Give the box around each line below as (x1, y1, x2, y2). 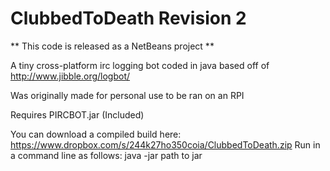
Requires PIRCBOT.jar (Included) (10, 108, 145, 121)
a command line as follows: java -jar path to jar (10, 149, 203, 161)
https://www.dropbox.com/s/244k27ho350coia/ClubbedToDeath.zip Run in (10, 138, 321, 151)
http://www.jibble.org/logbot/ (10, 70, 131, 82)
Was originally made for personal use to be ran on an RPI (10, 89, 245, 101)
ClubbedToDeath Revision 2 (10, 7, 247, 30)
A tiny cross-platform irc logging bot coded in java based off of (10, 59, 270, 71)
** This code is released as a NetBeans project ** (10, 40, 215, 52)
